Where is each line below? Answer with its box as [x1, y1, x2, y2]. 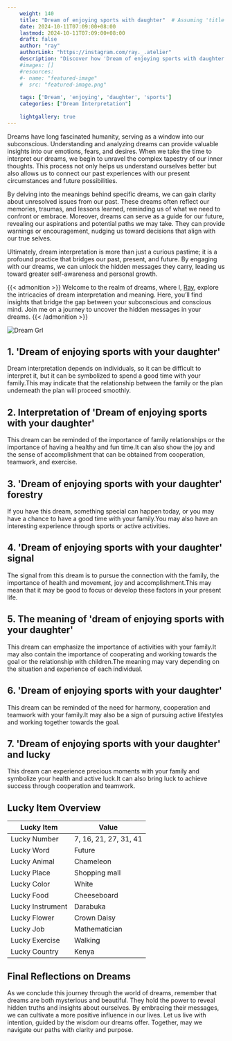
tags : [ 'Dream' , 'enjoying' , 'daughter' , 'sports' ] [19, 94, 172, 101]
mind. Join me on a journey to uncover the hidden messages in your [7, 305, 202, 313]
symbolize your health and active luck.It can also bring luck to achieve [7, 774, 208, 783]
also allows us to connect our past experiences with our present [7, 169, 190, 177]
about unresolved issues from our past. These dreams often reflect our [7, 197, 210, 205]
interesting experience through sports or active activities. [7, 522, 170, 530]
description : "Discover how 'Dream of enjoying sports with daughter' [19, 55, 228, 62]
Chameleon [73, 857, 112, 866]
